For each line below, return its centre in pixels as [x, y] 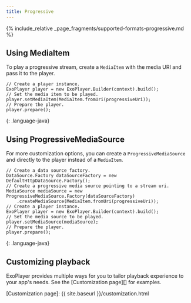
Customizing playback [48, 262]
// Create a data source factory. [48, 171]
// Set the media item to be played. [52, 95]
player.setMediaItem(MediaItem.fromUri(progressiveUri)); [78, 100]
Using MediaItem [38, 53]
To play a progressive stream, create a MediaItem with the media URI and [94, 67]
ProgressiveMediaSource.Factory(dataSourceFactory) [71, 197]
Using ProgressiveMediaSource [66, 139]
